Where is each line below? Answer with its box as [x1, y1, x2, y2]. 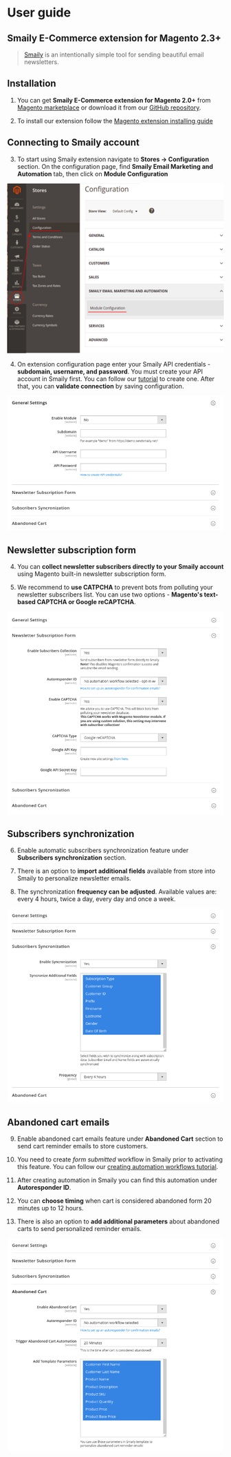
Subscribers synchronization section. [16, 854, 127, 862]
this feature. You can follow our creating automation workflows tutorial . [16, 1163, 219, 1170]
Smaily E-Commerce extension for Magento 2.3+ [7, 32, 221, 44]
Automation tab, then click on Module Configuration [16, 169, 168, 178]
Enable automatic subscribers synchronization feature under [16, 846, 189, 855]
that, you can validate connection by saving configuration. [16, 382, 184, 390]
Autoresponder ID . [16, 1184, 71, 1191]
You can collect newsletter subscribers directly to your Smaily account [16, 562, 224, 570]
